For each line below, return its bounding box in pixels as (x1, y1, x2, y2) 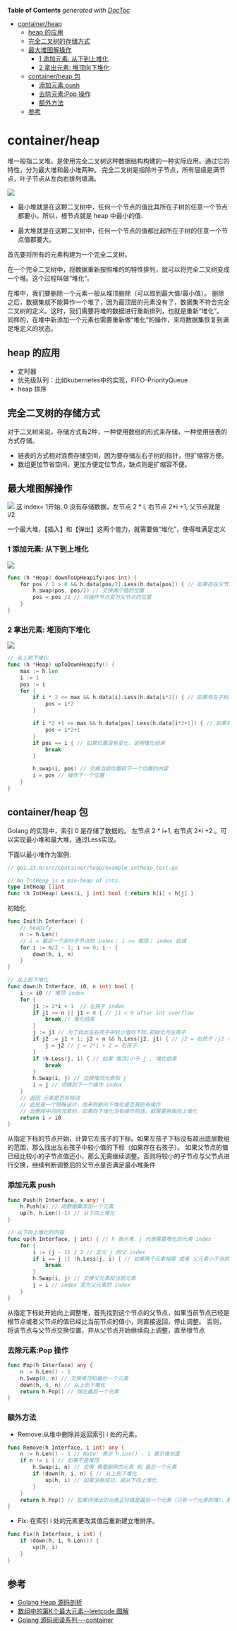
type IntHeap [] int (7, 883, 65, 891)
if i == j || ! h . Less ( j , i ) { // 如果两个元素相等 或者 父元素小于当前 (32, 1255, 230, 1262)
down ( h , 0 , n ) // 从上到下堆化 (20, 1381, 106, 1388)
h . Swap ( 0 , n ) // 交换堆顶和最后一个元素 (20, 1375, 129, 1382)
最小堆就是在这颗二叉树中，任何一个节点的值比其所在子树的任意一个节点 (17, 202, 228, 211)
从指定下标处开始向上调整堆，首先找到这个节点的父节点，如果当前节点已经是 (7, 1308, 230, 1316)
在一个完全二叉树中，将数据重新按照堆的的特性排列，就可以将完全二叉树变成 (7, 265, 230, 274)
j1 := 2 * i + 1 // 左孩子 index (32, 1002, 125, 1009)
